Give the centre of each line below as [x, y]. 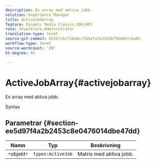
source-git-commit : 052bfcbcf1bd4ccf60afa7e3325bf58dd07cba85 [73, 39]
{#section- [61, 123]
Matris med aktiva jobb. [106, 154]
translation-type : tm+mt [32, 34]
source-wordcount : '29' [31, 48]
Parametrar [24, 123]
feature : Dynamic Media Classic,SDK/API [49, 24]
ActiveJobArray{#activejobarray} [79, 83]
